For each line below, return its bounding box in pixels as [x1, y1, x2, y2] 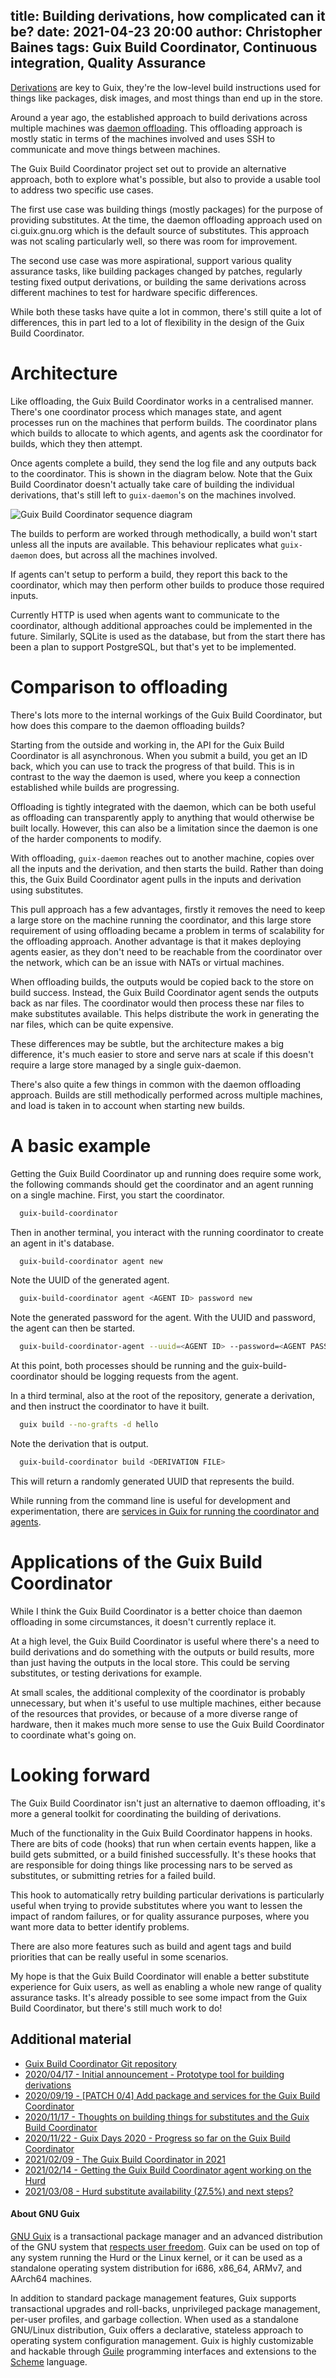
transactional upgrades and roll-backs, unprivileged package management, [10, 2302, 321, 2314]
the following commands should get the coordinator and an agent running [10, 1178, 314, 1190]
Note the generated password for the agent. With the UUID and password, [10, 1312, 316, 1324]
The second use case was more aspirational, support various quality [10, 254, 292, 266]
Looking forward [10, 1764, 151, 1786]
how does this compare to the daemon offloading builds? [10, 719, 245, 731]
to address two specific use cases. [10, 184, 154, 196]
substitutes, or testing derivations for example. [10, 1667, 203, 1679]
